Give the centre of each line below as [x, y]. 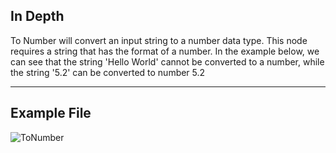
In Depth [37, 16]
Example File [51, 113]
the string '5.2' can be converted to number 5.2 [108, 72]
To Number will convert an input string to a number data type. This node [159, 40]
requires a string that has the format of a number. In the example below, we [165, 51]
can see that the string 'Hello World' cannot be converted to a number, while [167, 61]
